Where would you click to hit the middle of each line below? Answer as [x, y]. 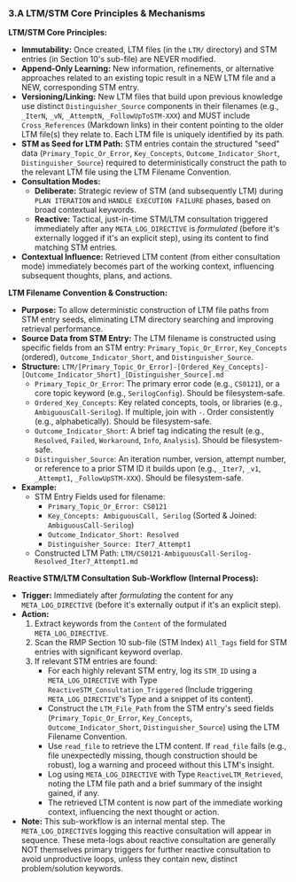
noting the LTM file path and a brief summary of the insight [155, 784]
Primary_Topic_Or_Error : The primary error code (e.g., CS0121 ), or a [157, 384]
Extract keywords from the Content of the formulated [130, 624]
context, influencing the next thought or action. [133, 812]
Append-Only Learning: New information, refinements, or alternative [148, 68]
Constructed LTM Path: [77, 553]
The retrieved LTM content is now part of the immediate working [165, 803]
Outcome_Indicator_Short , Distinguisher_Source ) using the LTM [164, 727]
